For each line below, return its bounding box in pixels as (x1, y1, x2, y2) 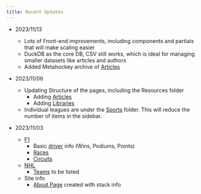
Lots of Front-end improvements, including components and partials (24, 37, 194, 44)
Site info (24, 174, 45, 182)
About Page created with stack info (33, 181, 121, 188)
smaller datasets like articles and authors (24, 56, 127, 64)
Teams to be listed (33, 168, 79, 175)
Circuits (33, 155, 53, 162)
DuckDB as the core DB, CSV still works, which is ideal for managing (24, 50, 195, 58)
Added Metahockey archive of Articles (24, 63, 120, 70)
